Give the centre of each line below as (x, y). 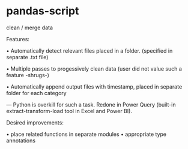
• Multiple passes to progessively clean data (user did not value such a (94, 69)
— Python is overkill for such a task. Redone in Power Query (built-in (91, 104)
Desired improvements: (35, 122)
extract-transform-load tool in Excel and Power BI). (69, 111)
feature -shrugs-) (28, 75)
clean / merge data (29, 28)
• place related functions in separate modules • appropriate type (86, 134)
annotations (21, 140)
